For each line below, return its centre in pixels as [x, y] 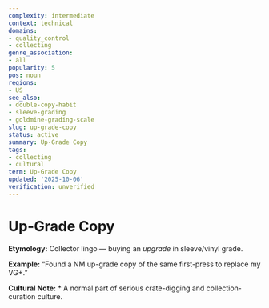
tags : [17, 150]
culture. [50, 296]
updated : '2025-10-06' [46, 180]
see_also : [25, 98]
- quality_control [39, 38]
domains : [23, 30]
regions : [23, 82]
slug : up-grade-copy [43, 127]
